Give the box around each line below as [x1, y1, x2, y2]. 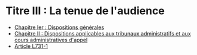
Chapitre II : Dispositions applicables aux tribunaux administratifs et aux [14, 30, 191, 37]
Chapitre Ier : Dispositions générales [14, 24, 104, 31]
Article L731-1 [14, 43, 49, 50]
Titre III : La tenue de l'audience [5, 4, 165, 18]
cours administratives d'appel [14, 36, 88, 43]
